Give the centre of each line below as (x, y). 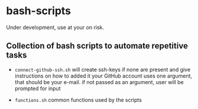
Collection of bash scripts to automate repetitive (97, 46)
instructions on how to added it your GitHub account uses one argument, (103, 76)
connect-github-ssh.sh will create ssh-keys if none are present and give (103, 69)
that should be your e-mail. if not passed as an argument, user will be (99, 82)
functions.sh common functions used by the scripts (78, 100)
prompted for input (38, 88)
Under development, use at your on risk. (55, 27)
